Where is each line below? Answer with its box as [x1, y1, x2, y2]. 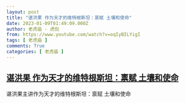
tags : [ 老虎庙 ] [6, 37, 48, 43]
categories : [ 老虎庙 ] [6, 49, 64, 55]
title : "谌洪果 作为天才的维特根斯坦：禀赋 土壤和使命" [6, 15, 132, 21]
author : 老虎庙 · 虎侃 [6, 26, 60, 32]
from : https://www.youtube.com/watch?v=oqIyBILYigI [6, 32, 140, 38]
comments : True [6, 43, 45, 49]
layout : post [6, 9, 40, 15]
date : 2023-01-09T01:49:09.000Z [6, 20, 89, 26]
